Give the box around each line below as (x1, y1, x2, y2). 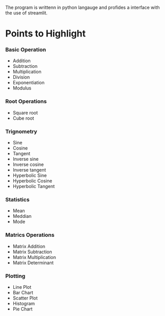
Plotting (5, 272, 26, 280)
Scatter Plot (12, 295, 38, 301)
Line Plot (12, 284, 32, 290)
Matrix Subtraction (12, 249, 52, 255)
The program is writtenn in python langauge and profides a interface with (5, 5, 160, 10)
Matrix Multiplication (12, 254, 56, 260)
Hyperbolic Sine (12, 172, 47, 179)
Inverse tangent (12, 167, 46, 173)
